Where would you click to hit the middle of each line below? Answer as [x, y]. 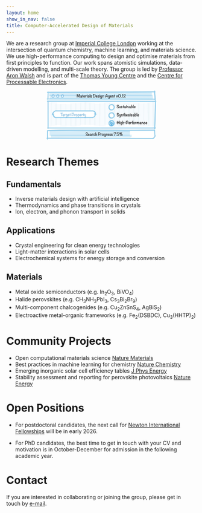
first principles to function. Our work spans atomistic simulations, [87, 63]
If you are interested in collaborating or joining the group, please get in [94, 497]
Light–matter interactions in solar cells [62, 252]
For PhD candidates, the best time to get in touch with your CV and [98, 443]
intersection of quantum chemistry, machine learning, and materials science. [101, 50]
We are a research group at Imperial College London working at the [90, 44]
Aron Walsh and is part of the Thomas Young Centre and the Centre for [94, 76]
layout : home [23, 13]
